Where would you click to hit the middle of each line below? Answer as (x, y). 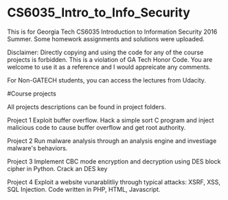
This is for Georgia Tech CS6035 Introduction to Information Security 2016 (112, 32)
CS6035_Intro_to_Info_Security (99, 13)
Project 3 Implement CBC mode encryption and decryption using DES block (114, 161)
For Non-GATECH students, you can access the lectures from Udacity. (106, 80)
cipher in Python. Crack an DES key (57, 168)
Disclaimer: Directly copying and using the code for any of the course (105, 52)
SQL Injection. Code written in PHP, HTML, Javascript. (84, 189)
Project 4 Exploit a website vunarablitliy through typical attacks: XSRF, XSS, (114, 182)
